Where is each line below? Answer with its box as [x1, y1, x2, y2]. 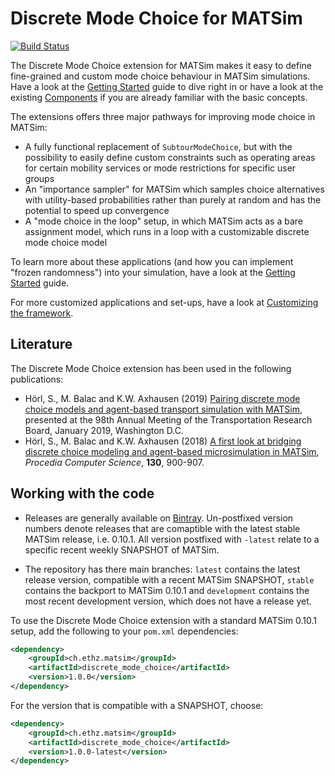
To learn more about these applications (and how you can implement [10, 255, 294, 267]
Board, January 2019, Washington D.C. [24, 424, 184, 436]
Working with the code [10, 485, 155, 502]
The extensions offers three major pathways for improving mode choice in [10, 110, 316, 122]
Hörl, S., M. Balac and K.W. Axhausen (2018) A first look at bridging [24, 435, 302, 447]
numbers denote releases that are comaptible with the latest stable [24, 522, 301, 534]
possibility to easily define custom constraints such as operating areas [24, 151, 316, 163]
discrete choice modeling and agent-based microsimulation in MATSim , [24, 445, 320, 457]
